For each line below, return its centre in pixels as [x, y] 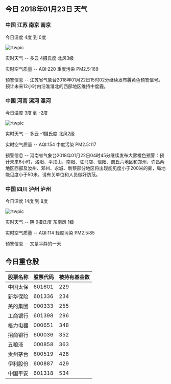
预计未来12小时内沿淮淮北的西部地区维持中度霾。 [57, 86]
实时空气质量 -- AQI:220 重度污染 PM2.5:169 [52, 69]
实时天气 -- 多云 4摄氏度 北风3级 [40, 58]
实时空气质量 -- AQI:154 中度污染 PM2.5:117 [51, 144]
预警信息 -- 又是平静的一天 [33, 244]
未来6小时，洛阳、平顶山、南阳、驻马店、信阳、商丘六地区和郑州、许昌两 [87, 162]
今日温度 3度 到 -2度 [27, 113]
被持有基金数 [75, 277]
